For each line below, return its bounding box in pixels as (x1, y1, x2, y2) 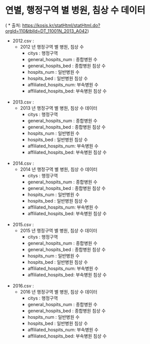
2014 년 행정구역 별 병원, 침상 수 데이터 (20, 166, 97, 172)
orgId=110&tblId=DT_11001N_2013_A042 (5, 28, 87, 34)
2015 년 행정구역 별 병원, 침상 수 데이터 (20, 227, 97, 233)
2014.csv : (12, 160, 34, 166)
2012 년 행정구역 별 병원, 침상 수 (20, 43, 84, 50)
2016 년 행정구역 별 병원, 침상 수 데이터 (20, 288, 97, 294)
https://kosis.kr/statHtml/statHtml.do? (22, 22, 101, 28)
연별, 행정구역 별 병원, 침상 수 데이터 (5, 5, 145, 16)
